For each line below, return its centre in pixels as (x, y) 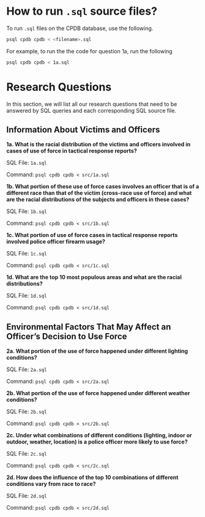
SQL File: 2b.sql (27, 412)
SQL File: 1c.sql (27, 254)
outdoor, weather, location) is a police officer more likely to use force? (97, 442)
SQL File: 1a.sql (27, 163)
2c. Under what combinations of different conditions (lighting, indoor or (99, 436)
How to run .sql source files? (82, 11)
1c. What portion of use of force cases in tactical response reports (92, 235)
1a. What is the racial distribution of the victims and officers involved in (99, 145)
